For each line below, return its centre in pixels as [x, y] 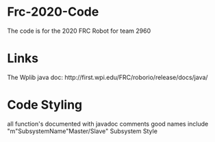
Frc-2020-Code [53, 12]
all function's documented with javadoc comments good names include [108, 124]
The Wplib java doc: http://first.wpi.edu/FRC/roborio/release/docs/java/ [107, 77]
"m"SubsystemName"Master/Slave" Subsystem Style [82, 131]
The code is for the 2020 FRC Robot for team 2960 [79, 31]
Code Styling [45, 105]
